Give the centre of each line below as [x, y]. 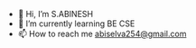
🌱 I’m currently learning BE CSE [76, 24]
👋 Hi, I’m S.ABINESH [55, 14]
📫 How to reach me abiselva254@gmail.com [102, 34]
